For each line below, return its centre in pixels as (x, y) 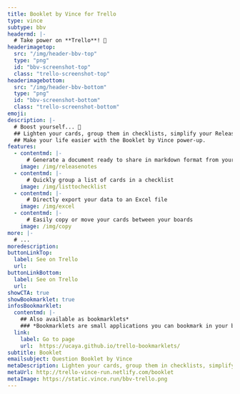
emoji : (17, 113)
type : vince (25, 21)
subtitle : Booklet (35, 353)
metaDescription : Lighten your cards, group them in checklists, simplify (121, 366)
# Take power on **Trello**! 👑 (60, 41)
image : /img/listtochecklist (64, 186)
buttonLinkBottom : (35, 273)
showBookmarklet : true (41, 299)
